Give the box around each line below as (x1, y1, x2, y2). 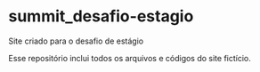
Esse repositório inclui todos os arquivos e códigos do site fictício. (8, 52, 251, 63)
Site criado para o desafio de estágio (8, 36, 144, 46)
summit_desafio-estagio (8, 6, 194, 27)
